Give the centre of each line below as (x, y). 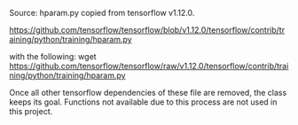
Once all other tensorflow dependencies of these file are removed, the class (148, 93)
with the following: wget (53, 56)
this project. (31, 111)
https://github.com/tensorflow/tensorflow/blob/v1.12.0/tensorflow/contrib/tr (147, 30)
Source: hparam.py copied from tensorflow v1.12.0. (102, 13)
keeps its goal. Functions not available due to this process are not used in (143, 102)
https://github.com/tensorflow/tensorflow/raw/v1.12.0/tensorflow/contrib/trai (149, 66)
